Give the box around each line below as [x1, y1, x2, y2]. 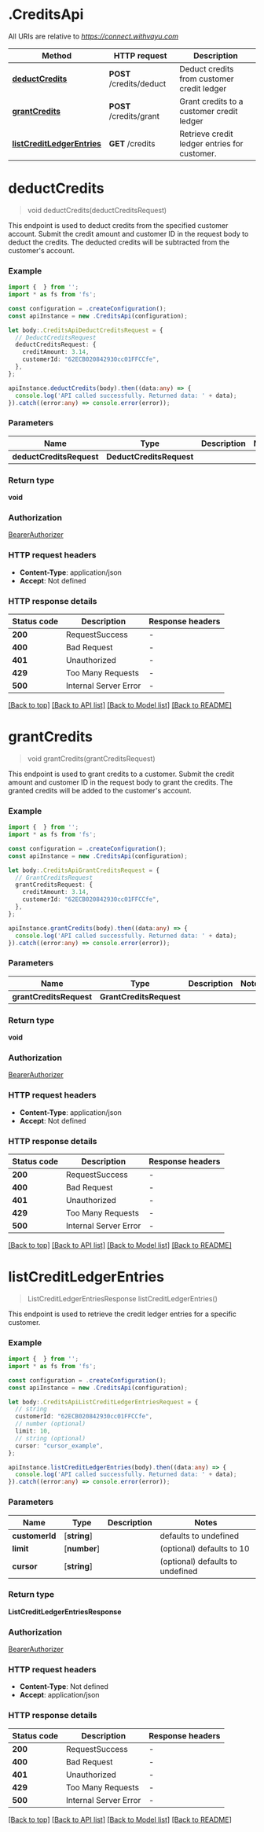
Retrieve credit [179, 128, 233, 139]
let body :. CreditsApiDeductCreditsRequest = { [8, 326, 163, 334]
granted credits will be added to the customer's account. [8, 785, 192, 795]
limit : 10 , [15, 1427, 51, 1436]
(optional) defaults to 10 [159, 1543, 250, 1554]
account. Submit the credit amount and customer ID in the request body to [8, 229, 249, 238]
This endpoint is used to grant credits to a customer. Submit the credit [8, 769, 235, 778]
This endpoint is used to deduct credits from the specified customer [8, 220, 229, 230]
